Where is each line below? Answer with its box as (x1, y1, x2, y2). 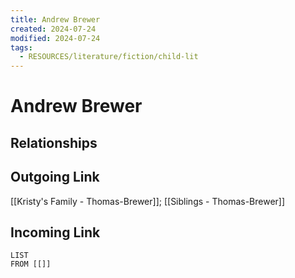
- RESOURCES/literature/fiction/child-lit (19, 52, 199, 62)
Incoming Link (10, 224, 101, 241)
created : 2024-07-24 (10, 24, 97, 34)
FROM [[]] (10, 259, 52, 270)
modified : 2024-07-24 (10, 33, 101, 43)
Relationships (10, 134, 98, 151)
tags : (10, 42, 33, 53)
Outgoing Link (10, 169, 100, 186)
